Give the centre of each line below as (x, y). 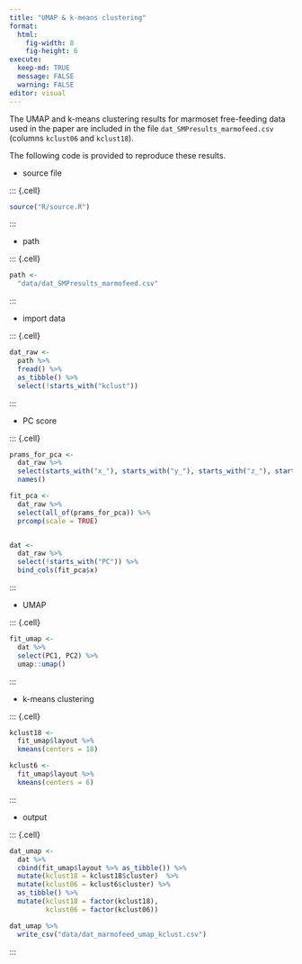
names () (32, 480)
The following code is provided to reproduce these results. (118, 155)
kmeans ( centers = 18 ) (58, 750)
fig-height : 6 (52, 51)
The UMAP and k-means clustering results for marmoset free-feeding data (147, 119)
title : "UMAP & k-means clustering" (78, 18)
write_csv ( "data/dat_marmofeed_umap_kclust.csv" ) (112, 934)
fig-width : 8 (50, 43)
